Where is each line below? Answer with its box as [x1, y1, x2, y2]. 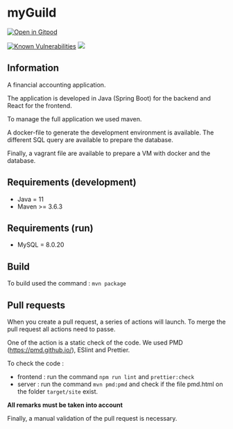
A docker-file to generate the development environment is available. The [7, 128, 214, 137]
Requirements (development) [7, 177, 137, 189]
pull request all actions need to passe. [7, 325, 116, 333]
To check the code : [7, 359, 64, 367]
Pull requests [7, 299, 66, 311]
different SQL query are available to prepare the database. [7, 135, 173, 143]
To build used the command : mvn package [7, 279, 126, 288]
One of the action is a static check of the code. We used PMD [7, 338, 184, 347]
